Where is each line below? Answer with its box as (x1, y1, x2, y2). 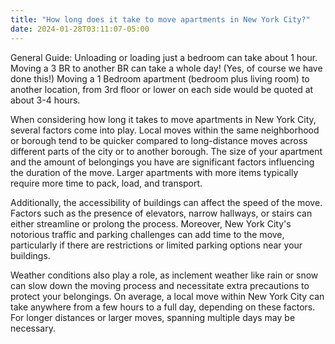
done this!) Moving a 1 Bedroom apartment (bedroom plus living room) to (10, 72, 310, 85)
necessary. (10, 322, 57, 334)
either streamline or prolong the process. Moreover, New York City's (10, 217, 292, 230)
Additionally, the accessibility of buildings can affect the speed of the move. (10, 196, 323, 208)
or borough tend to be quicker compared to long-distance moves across (10, 134, 308, 146)
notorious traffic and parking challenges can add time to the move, (10, 228, 285, 240)
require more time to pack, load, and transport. (10, 177, 203, 189)
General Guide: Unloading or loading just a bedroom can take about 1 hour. (10, 51, 318, 63)
